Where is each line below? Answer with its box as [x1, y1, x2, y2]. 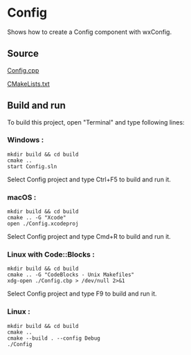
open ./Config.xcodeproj [7, 220, 79, 228]
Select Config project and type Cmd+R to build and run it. [7, 233, 171, 241]
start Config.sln [7, 163, 57, 170]
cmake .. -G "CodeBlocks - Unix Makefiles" [7, 271, 135, 278]
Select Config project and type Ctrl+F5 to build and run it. [7, 175, 172, 183]
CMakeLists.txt [7, 80, 50, 88]
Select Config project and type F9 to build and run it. [7, 289, 157, 298]
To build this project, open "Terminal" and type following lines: [7, 118, 185, 126]
